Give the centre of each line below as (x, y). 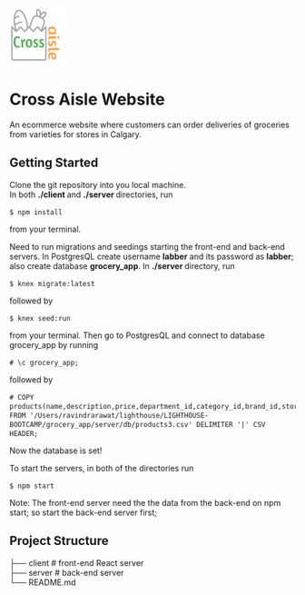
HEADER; (24, 433)
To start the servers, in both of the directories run (102, 468)
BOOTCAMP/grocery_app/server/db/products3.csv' (101, 424)
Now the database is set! (56, 451)
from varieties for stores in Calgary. (76, 134)
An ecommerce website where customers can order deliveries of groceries (150, 124)
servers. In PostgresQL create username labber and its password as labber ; (152, 256)
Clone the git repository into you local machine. (98, 184)
